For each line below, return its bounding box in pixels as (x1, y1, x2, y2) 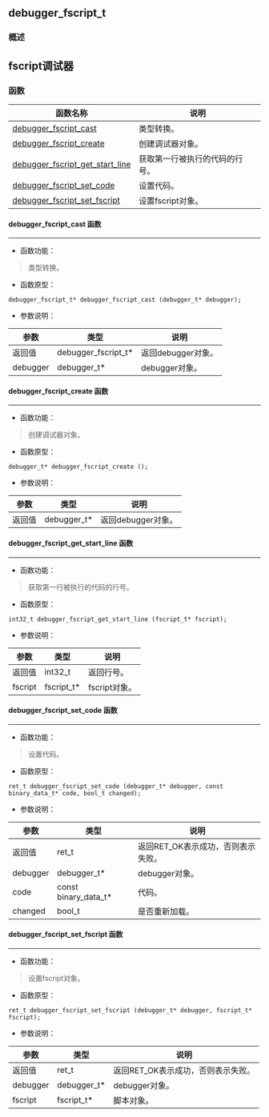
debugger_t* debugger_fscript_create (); (8, 463, 149, 471)
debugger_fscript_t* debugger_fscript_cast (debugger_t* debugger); (8, 296, 242, 304)
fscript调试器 (8, 59, 74, 73)
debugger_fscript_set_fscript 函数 (8, 930, 123, 939)
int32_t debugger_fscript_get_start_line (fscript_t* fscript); (8, 615, 227, 623)
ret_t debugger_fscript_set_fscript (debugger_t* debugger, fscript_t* (8, 1007, 252, 1015)
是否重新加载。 (137, 906, 195, 917)
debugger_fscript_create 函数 (8, 386, 109, 395)
